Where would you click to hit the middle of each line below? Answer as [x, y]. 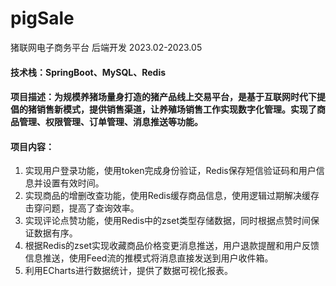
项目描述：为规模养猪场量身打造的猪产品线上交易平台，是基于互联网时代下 [163, 97]
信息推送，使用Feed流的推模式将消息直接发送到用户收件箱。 [149, 258]
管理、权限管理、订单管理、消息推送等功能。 [110, 122]
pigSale [42, 18]
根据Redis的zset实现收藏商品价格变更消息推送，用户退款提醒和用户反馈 [172, 246]
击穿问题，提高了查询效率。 [82, 208]
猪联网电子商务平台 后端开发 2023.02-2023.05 [106, 47]
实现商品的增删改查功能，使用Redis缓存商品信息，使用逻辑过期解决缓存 [172, 196]
